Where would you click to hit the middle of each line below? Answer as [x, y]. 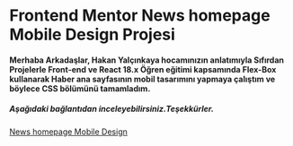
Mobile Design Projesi [92, 34]
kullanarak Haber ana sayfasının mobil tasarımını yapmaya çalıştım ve [142, 79]
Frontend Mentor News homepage [140, 16]
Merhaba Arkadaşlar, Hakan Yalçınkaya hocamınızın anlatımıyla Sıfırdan [147, 60]
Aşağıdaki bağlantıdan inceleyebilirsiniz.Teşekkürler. [111, 109]
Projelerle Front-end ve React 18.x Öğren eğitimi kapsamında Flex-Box [143, 69]
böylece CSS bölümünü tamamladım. [80, 88]
